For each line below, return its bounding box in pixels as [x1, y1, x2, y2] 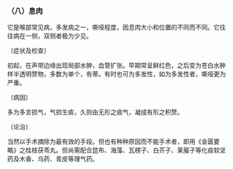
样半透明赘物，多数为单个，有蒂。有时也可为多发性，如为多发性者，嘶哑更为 [7, 70, 226, 78]
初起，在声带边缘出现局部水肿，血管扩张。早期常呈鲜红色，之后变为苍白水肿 [7, 61, 226, 70]
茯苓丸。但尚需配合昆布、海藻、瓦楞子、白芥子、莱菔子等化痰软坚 [37, 146, 226, 154]
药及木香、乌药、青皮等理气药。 [7, 154, 98, 163]
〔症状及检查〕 [7, 46, 50, 55]
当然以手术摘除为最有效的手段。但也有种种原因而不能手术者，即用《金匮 [7, 137, 214, 146]
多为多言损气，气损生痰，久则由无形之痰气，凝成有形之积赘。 [7, 108, 184, 116]
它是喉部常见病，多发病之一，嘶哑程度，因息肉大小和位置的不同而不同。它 [7, 23, 220, 32]
